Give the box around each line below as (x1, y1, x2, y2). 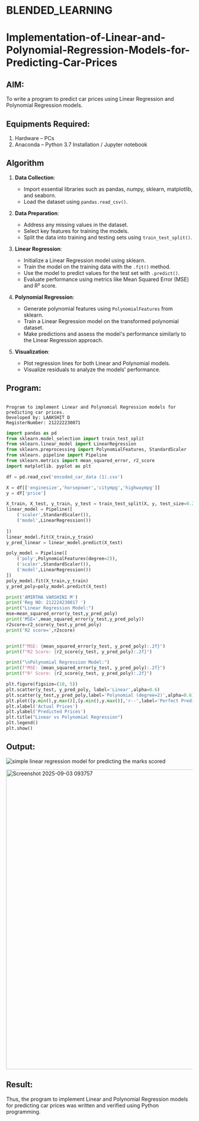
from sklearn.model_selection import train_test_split (6, 435, 145, 441)
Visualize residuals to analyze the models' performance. (23, 366, 161, 373)
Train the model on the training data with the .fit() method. (23, 263, 171, 270)
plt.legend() (6, 720, 38, 726)
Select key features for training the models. (23, 227, 129, 235)
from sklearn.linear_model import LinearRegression (6, 441, 136, 447)
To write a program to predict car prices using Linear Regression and (6, 96, 174, 103)
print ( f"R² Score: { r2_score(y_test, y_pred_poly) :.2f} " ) (6, 671, 152, 677)
